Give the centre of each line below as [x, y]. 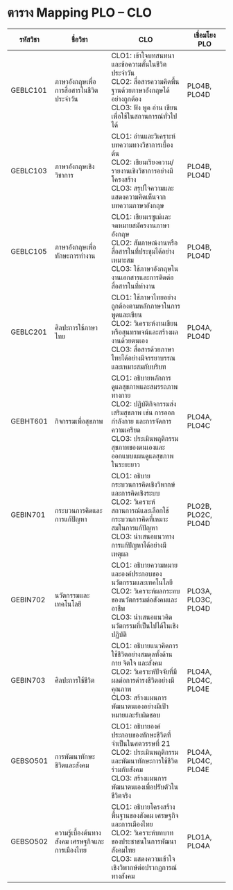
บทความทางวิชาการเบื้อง [142, 145]
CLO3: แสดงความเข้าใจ [143, 859]
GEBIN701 [28, 514]
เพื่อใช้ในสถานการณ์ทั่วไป [144, 116]
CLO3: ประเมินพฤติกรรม [145, 438]
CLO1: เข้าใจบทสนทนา [143, 55]
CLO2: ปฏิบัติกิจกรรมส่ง [144, 403]
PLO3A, [199, 591]
